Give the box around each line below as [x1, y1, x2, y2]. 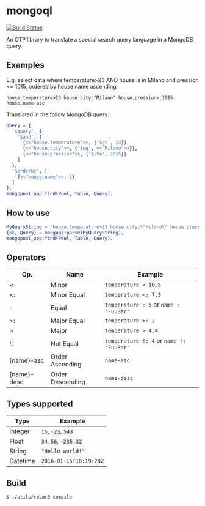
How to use [6, 207, 50, 218]
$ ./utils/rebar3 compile [6, 494, 72, 500]
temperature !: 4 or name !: [104, 337, 186, 345]
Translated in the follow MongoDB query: [6, 111, 110, 118]
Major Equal [51, 316, 85, 325]
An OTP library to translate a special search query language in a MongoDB [6, 35, 193, 43]
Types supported [6, 398, 73, 409]
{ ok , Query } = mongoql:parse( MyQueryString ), [6, 229, 124, 236]
